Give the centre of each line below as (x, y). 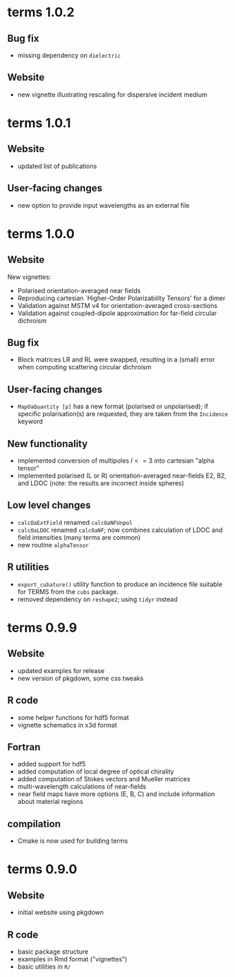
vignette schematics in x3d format (67, 725)
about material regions (50, 802)
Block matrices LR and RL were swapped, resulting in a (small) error (116, 360)
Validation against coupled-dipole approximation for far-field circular (117, 313)
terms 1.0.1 (39, 123)
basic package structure (53, 952)
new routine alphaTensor (53, 545)
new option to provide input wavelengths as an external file (103, 205)
